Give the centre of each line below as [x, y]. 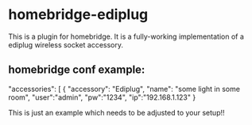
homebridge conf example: [77, 70]
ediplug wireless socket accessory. [66, 44]
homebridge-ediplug [78, 15]
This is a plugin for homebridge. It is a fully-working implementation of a [126, 36]
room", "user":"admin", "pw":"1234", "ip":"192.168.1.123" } [102, 97]
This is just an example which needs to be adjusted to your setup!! [116, 112]
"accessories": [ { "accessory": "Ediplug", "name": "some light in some [124, 89]
